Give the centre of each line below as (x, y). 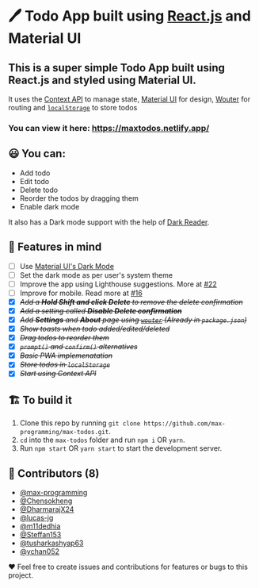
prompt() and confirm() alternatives (78, 347)
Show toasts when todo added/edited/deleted (95, 329)
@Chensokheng (46, 501)
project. (21, 575)
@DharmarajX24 (47, 509)
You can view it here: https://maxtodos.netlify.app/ (109, 128)
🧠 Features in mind (55, 247)
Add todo (35, 173)
